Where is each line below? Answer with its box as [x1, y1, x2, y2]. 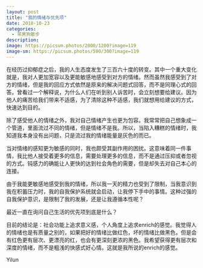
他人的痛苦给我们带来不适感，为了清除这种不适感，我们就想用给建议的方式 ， [6, 96, 197, 103]
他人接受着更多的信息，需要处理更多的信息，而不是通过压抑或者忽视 [27, 152, 197, 159]
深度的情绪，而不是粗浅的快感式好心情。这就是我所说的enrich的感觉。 [6, 244, 181, 251]
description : [6, 37, 39, 43]
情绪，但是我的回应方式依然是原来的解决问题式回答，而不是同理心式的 [16, 81, 192, 88]
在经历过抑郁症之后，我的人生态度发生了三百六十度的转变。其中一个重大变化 [6, 65, 197, 73]
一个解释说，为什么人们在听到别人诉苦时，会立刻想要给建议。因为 [32, 89, 197, 96]
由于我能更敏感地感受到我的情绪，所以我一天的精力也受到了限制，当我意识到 [6, 180, 197, 187]
